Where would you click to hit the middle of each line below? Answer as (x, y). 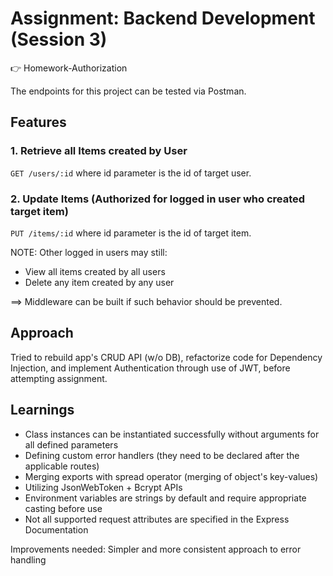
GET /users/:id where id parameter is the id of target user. (131, 173)
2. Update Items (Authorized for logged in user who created (158, 199)
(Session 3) (59, 39)
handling (28, 559)
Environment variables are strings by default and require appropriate (165, 498)
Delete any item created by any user (99, 282)
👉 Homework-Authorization (69, 68)
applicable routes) (62, 466)
